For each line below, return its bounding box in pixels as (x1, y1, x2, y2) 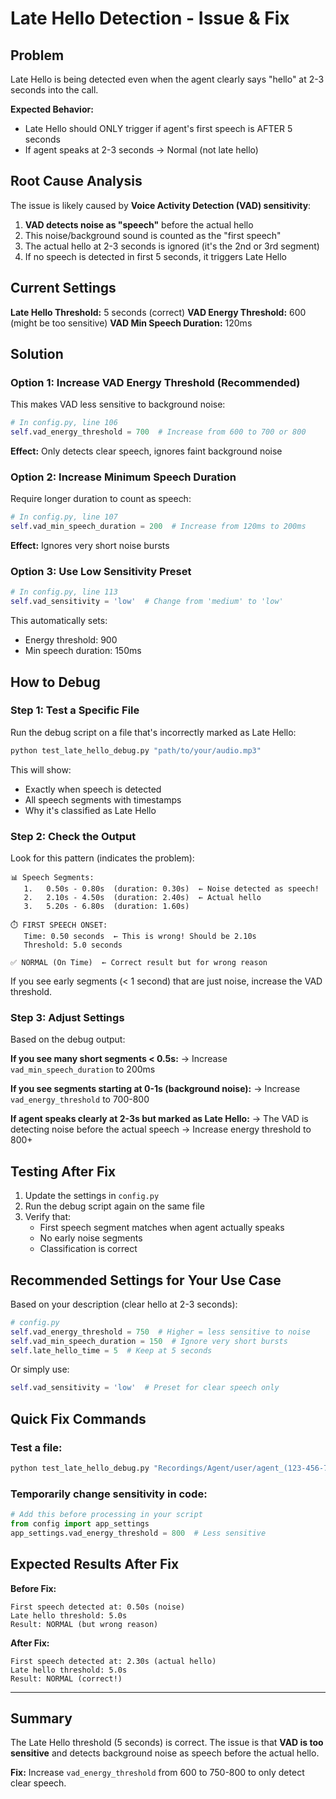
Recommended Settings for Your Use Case (10, 1272, 282, 1289)
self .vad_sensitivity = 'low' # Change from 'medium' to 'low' (10, 597, 284, 607)
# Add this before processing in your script (10, 1510, 203, 1520)
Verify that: (24, 1211, 72, 1223)
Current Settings (10, 280, 117, 297)
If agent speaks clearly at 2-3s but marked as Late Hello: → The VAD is (10, 1113, 309, 1125)
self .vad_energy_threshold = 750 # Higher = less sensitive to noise (10, 1327, 311, 1337)
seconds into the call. (10, 84, 99, 96)
